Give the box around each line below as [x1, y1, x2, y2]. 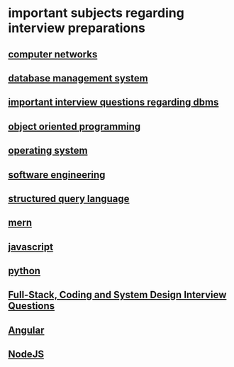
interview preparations [8, 20, 146, 36]
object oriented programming [8, 120, 141, 132]
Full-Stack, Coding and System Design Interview [8, 289, 227, 301]
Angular [8, 324, 45, 336]
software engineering [8, 169, 106, 181]
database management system [8, 72, 148, 84]
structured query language [8, 193, 130, 205]
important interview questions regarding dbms [8, 96, 219, 108]
